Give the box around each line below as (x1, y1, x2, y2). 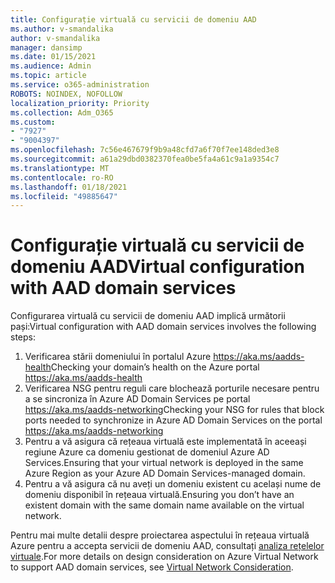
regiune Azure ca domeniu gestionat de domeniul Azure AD (24, 446, 270, 458)
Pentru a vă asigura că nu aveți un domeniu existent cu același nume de (24, 478, 322, 490)
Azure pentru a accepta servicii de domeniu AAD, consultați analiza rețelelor (10, 540, 325, 552)
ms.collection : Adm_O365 (10, 107, 114, 118)
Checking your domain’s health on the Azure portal (50, 361, 260, 373)
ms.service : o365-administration (10, 80, 150, 90)
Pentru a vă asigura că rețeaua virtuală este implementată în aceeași (24, 436, 307, 448)
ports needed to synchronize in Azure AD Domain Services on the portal (24, 414, 323, 426)
